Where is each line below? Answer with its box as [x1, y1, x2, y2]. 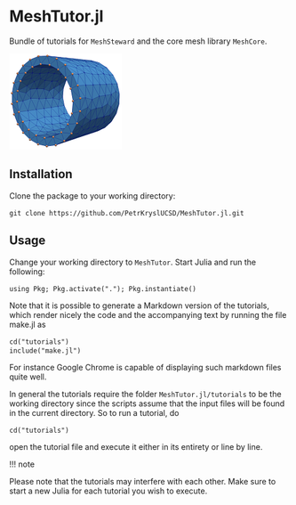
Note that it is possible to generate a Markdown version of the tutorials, [9, 300, 269, 311]
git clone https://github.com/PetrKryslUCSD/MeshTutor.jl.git [9, 208, 244, 217]
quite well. [9, 371, 47, 382]
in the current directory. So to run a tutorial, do [9, 407, 180, 418]
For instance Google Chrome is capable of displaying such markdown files [9, 362, 282, 372]
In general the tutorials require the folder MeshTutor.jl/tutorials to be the [9, 388, 282, 399]
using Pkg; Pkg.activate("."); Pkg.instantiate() [9, 284, 197, 293]
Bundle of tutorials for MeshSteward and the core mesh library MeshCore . [9, 36, 268, 46]
